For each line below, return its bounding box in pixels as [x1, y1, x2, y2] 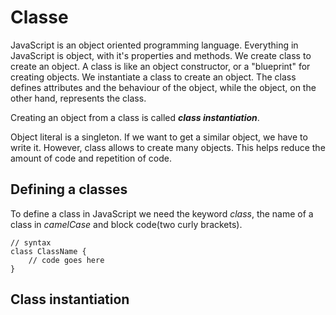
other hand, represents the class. [10, 92, 147, 104]
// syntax [10, 237, 52, 248]
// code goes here [28, 255, 105, 265]
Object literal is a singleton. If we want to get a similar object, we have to [10, 131, 308, 143]
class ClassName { [10, 246, 87, 256]
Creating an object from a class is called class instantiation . [10, 111, 260, 123]
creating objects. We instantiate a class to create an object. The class [10, 71, 297, 83]
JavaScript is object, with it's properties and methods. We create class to [10, 49, 312, 61]
